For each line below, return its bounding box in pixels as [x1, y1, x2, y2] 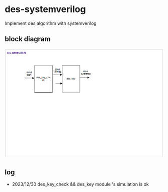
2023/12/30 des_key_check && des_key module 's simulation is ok [12, 181, 149, 187]
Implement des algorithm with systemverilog [5, 20, 97, 26]
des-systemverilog [5, 4, 86, 15]
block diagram [5, 35, 51, 43]
